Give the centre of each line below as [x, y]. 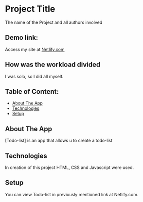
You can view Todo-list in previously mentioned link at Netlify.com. [72, 194]
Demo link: [22, 38]
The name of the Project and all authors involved [54, 22]
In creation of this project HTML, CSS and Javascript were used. [70, 168]
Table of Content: [32, 92]
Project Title [30, 9]
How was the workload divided [53, 65]
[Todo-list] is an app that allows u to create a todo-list [59, 141]
